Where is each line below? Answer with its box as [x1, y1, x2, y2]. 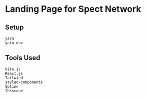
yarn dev [5, 40, 23, 45]
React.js [5, 71, 23, 76]
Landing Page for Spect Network [5, 3, 142, 15]
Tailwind [5, 75, 23, 80]
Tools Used [5, 54, 40, 62]
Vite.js [5, 66, 21, 72]
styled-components [5, 80, 43, 85]
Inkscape [5, 88, 23, 93]
